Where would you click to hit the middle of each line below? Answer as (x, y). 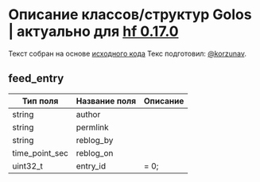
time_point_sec (41, 153)
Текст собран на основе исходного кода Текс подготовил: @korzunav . (128, 53)
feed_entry (36, 78)
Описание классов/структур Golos (130, 15)
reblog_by (95, 140)
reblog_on (95, 153)
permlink (92, 127)
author (88, 114)
